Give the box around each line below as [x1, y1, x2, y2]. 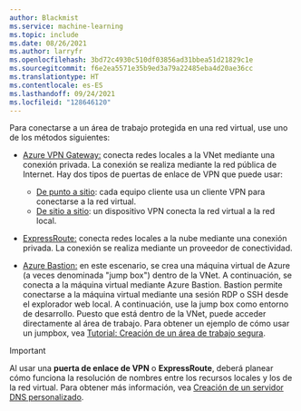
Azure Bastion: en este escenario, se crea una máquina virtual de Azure [22, 260, 290, 271]
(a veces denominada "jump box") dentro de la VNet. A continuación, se [22, 269, 293, 281]
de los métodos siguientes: [9, 132, 111, 143]
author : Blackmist [9, 13, 79, 23]
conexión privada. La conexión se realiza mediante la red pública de [22, 160, 277, 171]
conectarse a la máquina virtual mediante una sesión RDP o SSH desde [22, 289, 288, 300]
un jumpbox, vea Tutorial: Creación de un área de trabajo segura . [22, 328, 266, 338]
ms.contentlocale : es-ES [9, 81, 103, 90]
